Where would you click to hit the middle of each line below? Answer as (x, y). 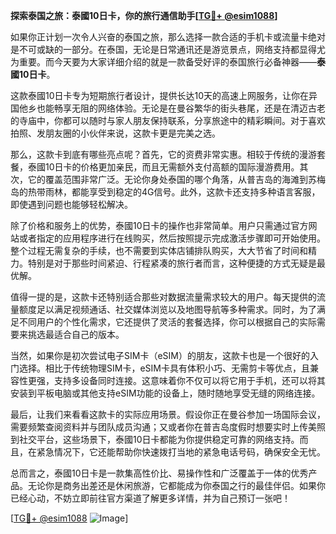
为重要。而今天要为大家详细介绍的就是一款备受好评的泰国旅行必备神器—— (163, 62)
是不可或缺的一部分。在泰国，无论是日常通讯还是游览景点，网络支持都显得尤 (168, 49)
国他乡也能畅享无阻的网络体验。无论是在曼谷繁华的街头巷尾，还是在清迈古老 (168, 108)
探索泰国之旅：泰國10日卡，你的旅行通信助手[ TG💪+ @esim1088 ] (144, 15)
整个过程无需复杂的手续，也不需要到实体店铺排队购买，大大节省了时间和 (159, 250)
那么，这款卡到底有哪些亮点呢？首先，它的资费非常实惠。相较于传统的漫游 (163, 154)
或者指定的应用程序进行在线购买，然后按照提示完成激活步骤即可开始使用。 (172, 238)
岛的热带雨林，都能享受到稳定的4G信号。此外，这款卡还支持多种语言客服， (165, 192)
